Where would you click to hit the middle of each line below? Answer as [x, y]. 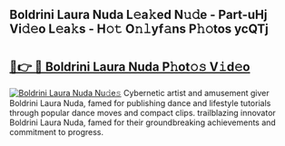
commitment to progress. [57, 132]
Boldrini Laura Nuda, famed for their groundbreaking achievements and [143, 122]
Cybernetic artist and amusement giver [196, 93]
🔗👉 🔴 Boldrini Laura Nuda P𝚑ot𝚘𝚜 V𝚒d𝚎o [130, 67]
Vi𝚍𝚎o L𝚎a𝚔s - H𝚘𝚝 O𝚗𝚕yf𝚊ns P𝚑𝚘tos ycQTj [139, 29]
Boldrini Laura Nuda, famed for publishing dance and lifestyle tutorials [140, 103]
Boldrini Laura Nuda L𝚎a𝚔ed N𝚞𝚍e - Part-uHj [138, 15]
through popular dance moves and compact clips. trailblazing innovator [143, 113]
